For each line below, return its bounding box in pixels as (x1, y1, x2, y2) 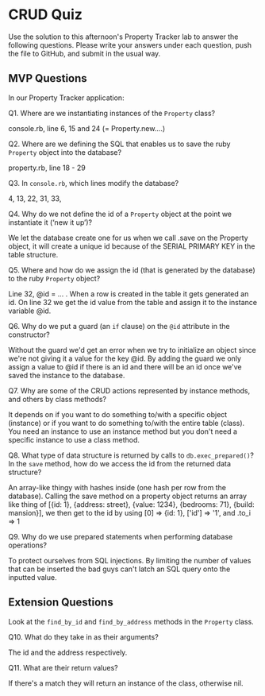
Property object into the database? (8, 147, 121, 157)
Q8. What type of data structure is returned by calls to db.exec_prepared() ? (8, 450, 254, 460)
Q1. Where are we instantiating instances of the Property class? (8, 108, 216, 118)
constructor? (8, 330, 50, 339)
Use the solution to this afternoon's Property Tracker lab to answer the (8, 32, 239, 41)
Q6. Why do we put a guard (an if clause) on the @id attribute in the (8, 321, 230, 331)
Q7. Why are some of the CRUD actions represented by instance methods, (8, 385, 251, 395)
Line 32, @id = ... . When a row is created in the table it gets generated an (8, 288, 249, 299)
